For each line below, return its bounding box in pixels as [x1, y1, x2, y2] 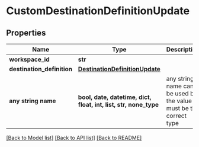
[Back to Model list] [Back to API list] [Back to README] [6, 135, 142, 141]
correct [166, 111, 187, 120]
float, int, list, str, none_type [78, 101, 159, 108]
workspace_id [9, 55, 50, 63]
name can [166, 82, 194, 90]
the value [166, 97, 192, 105]
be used [166, 90, 189, 97]
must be [166, 104, 189, 112]
